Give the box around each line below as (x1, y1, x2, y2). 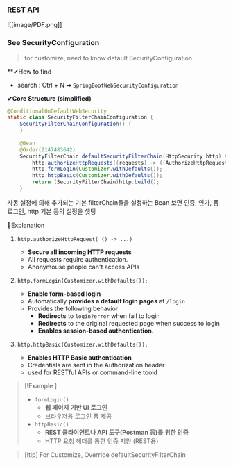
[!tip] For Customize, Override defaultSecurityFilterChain (24, 450, 186, 459)
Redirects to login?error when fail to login (37, 311, 161, 320)
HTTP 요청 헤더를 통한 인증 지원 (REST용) (44, 436, 159, 445)
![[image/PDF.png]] (7, 21, 62, 29)
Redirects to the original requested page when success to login (37, 319, 220, 327)
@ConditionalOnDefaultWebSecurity (7, 108, 107, 115)
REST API (7, 5, 40, 15)
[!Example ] (24, 381, 58, 390)
